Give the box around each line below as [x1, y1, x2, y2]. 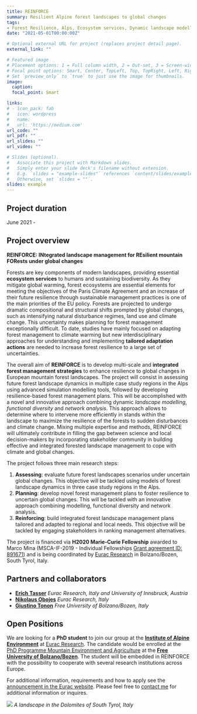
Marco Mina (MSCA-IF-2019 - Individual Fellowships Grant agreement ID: [6, 544, 183, 551]
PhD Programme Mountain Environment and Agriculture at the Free [6, 647, 168, 654]
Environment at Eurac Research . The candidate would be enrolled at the [6, 641, 181, 648]
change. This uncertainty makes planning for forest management [6, 319, 163, 326]
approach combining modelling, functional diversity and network [15, 502, 171, 509]
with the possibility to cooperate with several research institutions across [6, 660, 183, 667]
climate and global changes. [6, 448, 75, 455]
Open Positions [6, 619, 64, 628]
